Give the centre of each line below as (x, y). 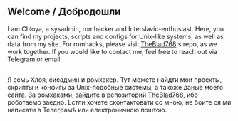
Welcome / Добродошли (64, 12)
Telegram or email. (35, 59)
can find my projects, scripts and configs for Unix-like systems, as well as (115, 36)
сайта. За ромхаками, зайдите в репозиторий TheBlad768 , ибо (103, 95)
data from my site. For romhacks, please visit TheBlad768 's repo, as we (113, 44)
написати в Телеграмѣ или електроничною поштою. (87, 110)
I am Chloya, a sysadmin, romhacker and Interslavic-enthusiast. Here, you (116, 28)
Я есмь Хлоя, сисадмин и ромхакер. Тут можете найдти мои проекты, (115, 80)
